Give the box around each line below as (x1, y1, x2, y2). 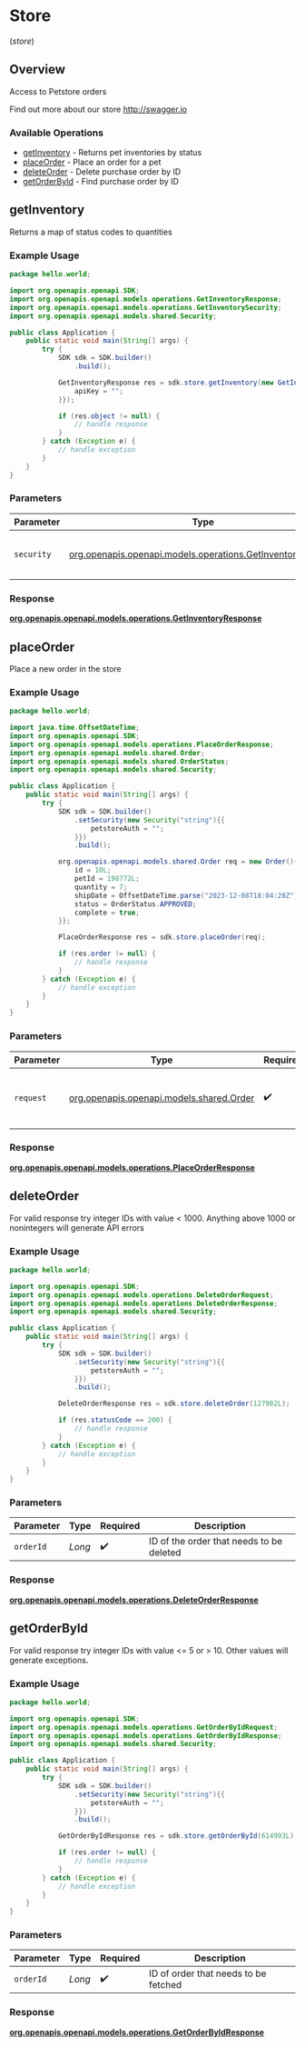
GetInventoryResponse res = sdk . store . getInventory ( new (57, 378, 274, 387)
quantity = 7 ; (74, 883, 128, 892)
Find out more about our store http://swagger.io (9, 104, 188, 115)
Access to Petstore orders (9, 85, 107, 96)
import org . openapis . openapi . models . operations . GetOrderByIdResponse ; (9, 1731, 282, 1741)
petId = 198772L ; (74, 874, 141, 884)
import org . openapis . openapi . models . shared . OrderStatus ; (9, 756, 230, 766)
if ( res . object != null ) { (57, 411, 161, 421)
